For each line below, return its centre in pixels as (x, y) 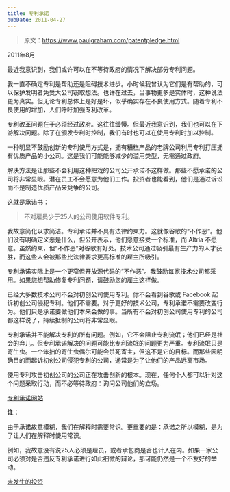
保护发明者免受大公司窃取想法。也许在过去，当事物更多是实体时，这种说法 (118, 92)
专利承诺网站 (25, 398)
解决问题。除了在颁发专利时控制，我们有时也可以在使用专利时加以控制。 (115, 132)
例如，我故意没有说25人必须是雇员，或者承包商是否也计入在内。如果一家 (110, 450)
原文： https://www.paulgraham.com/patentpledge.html (102, 40)
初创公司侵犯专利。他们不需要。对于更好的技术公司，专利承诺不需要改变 (115, 302)
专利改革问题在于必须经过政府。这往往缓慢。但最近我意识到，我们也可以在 (112, 124)
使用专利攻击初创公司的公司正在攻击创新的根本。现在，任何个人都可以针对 (112, 374)
